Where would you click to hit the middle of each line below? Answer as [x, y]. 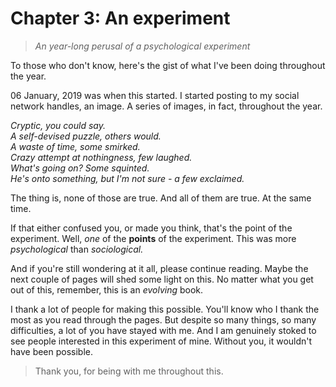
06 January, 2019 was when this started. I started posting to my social [155, 95]
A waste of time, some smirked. [75, 146]
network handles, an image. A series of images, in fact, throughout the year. [166, 106]
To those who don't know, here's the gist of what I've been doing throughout [168, 65]
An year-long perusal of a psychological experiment [142, 46]
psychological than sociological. [77, 249]
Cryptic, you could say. [58, 125]
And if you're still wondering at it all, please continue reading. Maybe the [159, 268]
